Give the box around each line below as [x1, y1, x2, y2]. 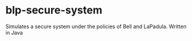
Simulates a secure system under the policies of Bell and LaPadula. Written [5, 23, 187, 30]
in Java [5, 29, 23, 36]
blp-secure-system [5, 4, 103, 17]
